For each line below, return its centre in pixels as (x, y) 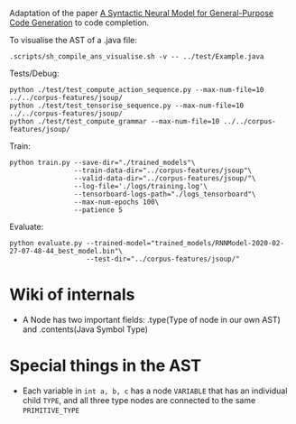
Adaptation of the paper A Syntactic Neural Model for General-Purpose (142, 13)
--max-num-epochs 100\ (116, 202)
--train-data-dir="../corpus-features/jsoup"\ (163, 171)
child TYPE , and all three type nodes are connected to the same (139, 400)
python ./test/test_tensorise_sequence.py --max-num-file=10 (127, 106)
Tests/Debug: (35, 73)
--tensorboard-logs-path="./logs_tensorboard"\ (165, 194)
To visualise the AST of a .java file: (73, 40)
